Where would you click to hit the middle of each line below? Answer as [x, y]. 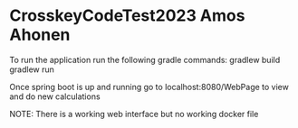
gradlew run [32, 69]
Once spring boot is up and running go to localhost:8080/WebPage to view [149, 87]
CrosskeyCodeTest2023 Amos [127, 16]
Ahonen [40, 35]
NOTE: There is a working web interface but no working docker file [134, 114]
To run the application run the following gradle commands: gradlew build [145, 59]
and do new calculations [55, 96]
